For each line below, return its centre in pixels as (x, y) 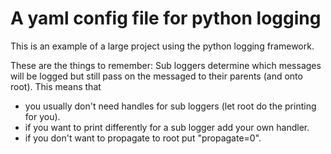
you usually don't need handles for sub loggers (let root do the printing (170, 106)
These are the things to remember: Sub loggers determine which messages (166, 65)
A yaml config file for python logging (166, 18)
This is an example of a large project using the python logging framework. (162, 46)
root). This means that (56, 86)
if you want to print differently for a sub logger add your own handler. (167, 127)
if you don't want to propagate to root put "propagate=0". (143, 138)
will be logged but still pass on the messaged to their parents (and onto (156, 76)
